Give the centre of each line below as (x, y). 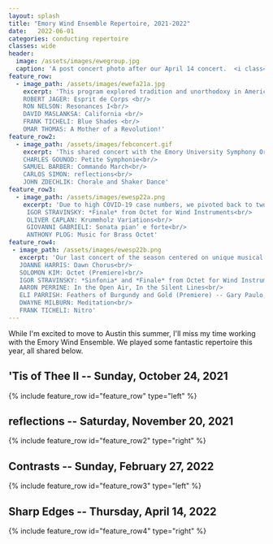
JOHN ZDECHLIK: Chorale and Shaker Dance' (96, 182)
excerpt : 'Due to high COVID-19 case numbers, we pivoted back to (138, 205)
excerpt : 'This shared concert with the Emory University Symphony (139, 152)
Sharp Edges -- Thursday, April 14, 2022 (113, 511)
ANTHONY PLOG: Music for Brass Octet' (92, 235)
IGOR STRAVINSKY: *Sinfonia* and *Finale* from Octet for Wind (128, 280)
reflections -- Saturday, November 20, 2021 (121, 421)
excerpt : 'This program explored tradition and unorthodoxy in (132, 91)
